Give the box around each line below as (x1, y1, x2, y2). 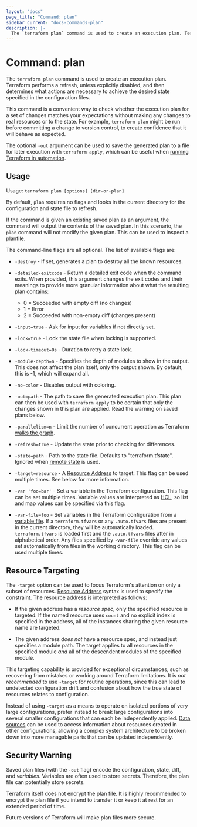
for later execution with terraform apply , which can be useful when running (6, 148, 189, 155)
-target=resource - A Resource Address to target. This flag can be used (14, 469, 189, 477)
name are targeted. (14, 624, 61, 631)
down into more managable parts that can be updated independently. (6, 733, 174, 740)
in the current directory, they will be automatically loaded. (14, 523, 154, 530)
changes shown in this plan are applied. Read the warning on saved (14, 405, 178, 412)
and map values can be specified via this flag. (14, 500, 126, 507)
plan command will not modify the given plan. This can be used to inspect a (6, 228, 189, 235)
